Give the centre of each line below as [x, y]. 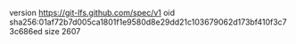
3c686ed [26, 31]
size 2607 [62, 31]
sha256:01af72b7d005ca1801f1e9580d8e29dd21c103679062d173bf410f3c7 [148, 22]
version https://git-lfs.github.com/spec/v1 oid [92, 13]
